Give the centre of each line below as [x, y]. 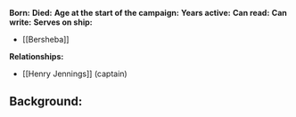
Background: [46, 101]
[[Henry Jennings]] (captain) [74, 74]
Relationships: [37, 56]
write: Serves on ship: [51, 22]
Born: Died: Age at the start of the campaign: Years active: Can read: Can [148, 13]
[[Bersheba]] [45, 39]
